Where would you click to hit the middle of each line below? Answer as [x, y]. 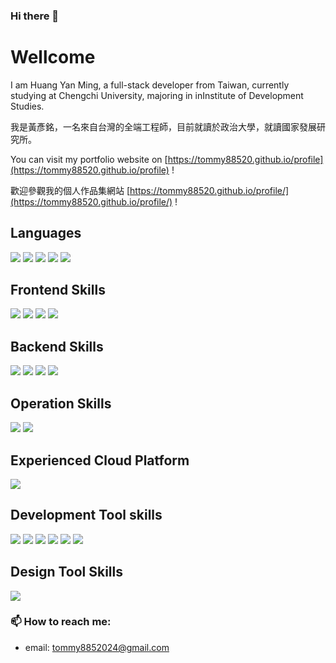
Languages [46, 233]
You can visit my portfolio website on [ [89, 159]
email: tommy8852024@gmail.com [97, 647]
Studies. [27, 106]
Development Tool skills [86, 515]
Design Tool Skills [67, 572]
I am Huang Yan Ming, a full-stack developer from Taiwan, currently [150, 85]
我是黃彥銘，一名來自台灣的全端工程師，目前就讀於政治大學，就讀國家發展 [163, 126]
